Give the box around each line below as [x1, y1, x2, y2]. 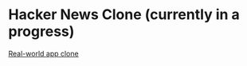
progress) [8, 22, 75, 41]
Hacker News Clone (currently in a [8, 6, 241, 24]
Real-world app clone [8, 49, 79, 58]
